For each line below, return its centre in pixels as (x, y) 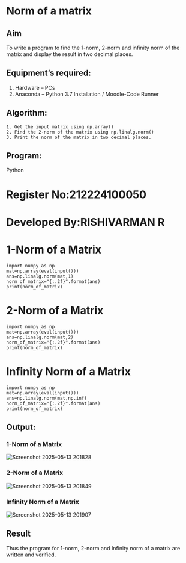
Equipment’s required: (49, 73)
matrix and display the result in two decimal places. (70, 54)
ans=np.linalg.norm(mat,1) (40, 276)
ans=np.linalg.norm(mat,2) (40, 337)
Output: (21, 427)
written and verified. (31, 555)
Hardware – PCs (35, 87)
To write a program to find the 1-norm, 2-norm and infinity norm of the (93, 48)
